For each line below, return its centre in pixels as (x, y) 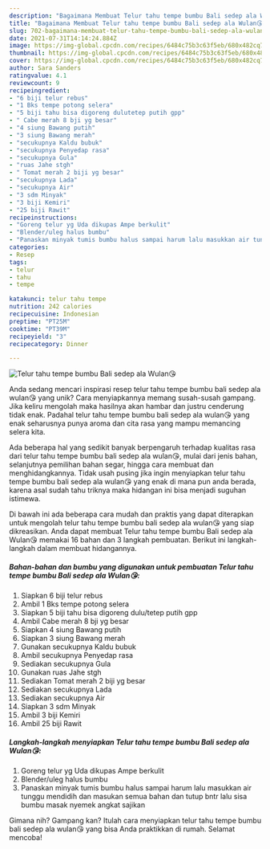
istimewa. (25, 499)
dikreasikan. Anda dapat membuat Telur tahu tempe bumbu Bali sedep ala (131, 532)
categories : (29, 247)
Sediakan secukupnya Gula (66, 664)
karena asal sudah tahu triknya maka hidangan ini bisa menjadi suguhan (128, 490)
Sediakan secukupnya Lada (66, 690)
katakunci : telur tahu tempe (58, 299)
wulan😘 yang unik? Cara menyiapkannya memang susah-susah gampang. (133, 398)
